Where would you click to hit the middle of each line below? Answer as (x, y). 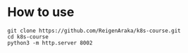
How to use (41, 12)
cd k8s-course (28, 37)
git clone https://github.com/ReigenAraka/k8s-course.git (94, 31)
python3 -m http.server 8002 (50, 43)
